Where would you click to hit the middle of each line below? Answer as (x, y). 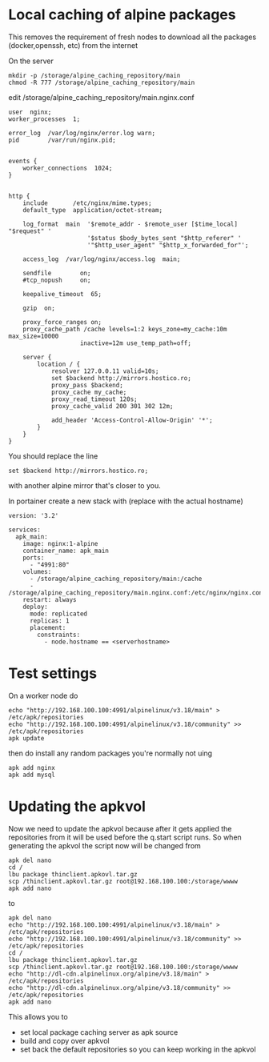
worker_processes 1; (44, 119)
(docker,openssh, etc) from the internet (73, 45)
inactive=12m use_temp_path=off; (136, 343)
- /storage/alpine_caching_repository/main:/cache (116, 579)
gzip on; (39, 308)
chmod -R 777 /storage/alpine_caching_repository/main (102, 82)
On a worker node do (43, 695)
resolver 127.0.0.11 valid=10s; (105, 371)
